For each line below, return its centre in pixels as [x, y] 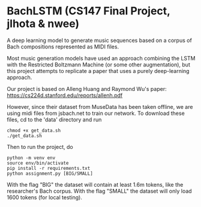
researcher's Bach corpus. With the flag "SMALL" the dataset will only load [99, 191]
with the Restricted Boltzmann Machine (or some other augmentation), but [99, 65]
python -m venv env [31, 158]
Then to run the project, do [40, 147]
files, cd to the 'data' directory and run [54, 119]
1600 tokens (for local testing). [45, 197]
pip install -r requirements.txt [49, 168]
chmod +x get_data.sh [34, 130]
